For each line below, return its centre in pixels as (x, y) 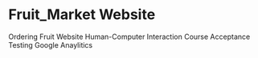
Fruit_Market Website (82, 15)
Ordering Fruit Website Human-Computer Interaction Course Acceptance (129, 37)
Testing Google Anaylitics (51, 44)
